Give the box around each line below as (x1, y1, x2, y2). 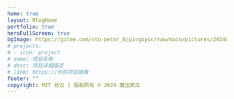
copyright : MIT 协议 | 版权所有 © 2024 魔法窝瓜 (7, 82, 141, 89)
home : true (7, 10, 39, 17)
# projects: (7, 43, 42, 49)
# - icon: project (7, 49, 61, 56)
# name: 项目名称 (7, 56, 54, 63)
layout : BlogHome (7, 17, 58, 24)
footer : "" (7, 75, 39, 82)
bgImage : (7, 36, 33, 43)
